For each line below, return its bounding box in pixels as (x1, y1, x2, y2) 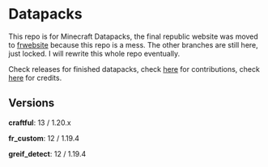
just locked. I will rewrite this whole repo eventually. (8, 48, 181, 58)
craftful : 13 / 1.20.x (8, 118, 71, 127)
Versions (8, 96, 55, 110)
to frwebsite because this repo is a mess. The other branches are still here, (8, 40, 259, 49)
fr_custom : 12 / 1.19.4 (8, 133, 79, 143)
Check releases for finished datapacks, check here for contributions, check (8, 64, 261, 73)
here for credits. (8, 73, 62, 82)
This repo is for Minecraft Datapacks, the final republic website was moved (8, 31, 259, 41)
